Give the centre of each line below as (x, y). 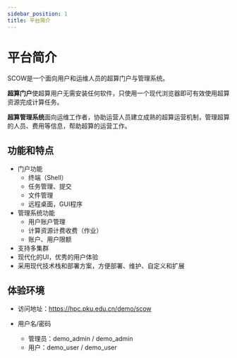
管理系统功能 (36, 213)
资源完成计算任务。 (35, 102)
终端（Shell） (48, 178)
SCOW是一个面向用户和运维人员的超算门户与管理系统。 (88, 78)
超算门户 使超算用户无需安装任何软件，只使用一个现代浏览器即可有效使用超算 (119, 93)
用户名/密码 (34, 324)
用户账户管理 (47, 222)
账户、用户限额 (50, 239)
